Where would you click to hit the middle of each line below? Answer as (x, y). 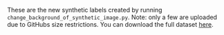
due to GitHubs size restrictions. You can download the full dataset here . (110, 24)
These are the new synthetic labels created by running (85, 10)
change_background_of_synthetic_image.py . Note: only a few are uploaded (112, 17)
